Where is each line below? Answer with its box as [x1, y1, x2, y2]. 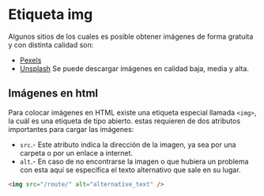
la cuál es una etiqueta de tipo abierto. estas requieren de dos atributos [8, 116, 241, 126]
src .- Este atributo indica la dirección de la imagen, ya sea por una [19, 140, 236, 149]
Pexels [19, 55, 42, 65]
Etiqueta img [8, 6, 93, 24]
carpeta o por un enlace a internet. [19, 148, 133, 157]
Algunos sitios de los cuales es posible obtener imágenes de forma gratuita [8, 32, 254, 41]
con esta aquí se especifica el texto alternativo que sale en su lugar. [19, 164, 241, 175]
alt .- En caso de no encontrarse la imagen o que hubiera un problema [19, 156, 249, 166]
